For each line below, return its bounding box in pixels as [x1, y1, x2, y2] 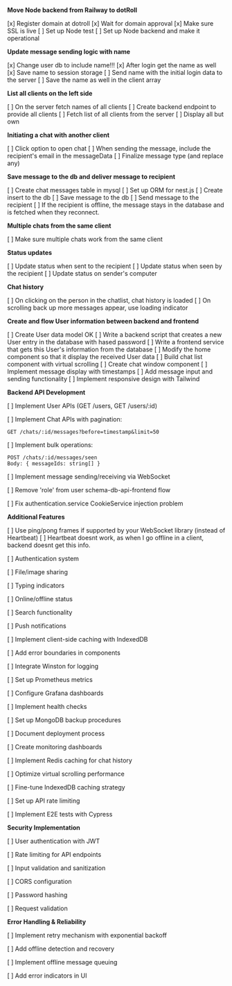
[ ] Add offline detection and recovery [7, 944, 115, 953]
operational [7, 34, 40, 42]
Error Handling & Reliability [7, 918, 87, 926]
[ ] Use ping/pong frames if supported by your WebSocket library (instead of [7, 526, 226, 534]
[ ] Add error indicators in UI [7, 971, 87, 980]
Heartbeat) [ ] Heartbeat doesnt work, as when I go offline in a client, [7, 534, 204, 542]
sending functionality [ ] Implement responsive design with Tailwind [7, 375, 200, 383]
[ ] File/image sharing [7, 568, 68, 576]
